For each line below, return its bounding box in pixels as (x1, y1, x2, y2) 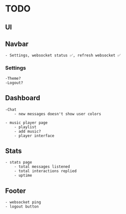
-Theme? (5, 76, 21, 81)
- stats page (5, 160, 32, 165)
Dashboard (5, 94, 40, 102)
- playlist (14, 124, 37, 130)
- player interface (14, 133, 55, 138)
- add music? (14, 129, 41, 134)
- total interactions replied (14, 169, 77, 174)
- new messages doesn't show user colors (14, 111, 101, 116)
